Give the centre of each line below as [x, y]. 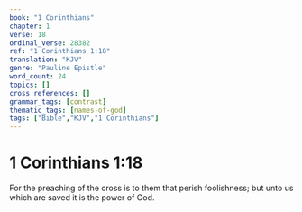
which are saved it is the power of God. [82, 198]
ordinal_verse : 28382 [50, 43]
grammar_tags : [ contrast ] [58, 101]
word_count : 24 [38, 77]
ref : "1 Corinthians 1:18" [60, 51]
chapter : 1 [30, 26]
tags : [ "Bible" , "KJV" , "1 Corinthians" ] [84, 118]
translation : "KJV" [46, 60]
